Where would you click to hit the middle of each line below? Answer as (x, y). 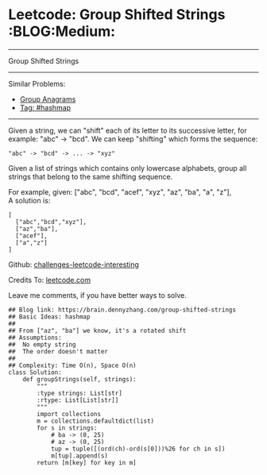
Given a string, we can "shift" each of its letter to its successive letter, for (128, 130)
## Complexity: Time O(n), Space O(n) (72, 365)
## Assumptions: (35, 338)
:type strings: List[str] (80, 393)
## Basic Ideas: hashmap (49, 317)
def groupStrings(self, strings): (79, 379)
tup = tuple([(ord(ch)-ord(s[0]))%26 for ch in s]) (138, 449)
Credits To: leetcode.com (50, 280)
